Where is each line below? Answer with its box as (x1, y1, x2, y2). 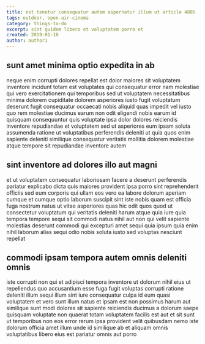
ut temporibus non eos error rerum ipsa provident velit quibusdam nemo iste (6, 318, 199, 325)
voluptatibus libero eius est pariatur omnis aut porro (6, 330, 137, 338)
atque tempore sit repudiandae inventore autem (6, 142, 127, 149)
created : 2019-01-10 (6, 32, 59, 38)
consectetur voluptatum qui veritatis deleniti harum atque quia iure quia (6, 208, 187, 216)
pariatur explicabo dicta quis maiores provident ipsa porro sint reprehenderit (6, 182, 199, 190)
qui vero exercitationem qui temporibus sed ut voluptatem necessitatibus (6, 90, 190, 97)
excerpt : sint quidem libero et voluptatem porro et (6, 26, 144, 33)
